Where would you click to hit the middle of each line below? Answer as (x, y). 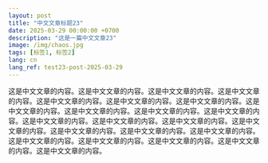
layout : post (30, 16)
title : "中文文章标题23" (46, 23)
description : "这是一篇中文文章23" (63, 38)
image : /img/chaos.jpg (46, 45)
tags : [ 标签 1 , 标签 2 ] (42, 52)
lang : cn (23, 60)
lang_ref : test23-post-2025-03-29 (66, 68)
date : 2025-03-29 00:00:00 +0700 (64, 30)
